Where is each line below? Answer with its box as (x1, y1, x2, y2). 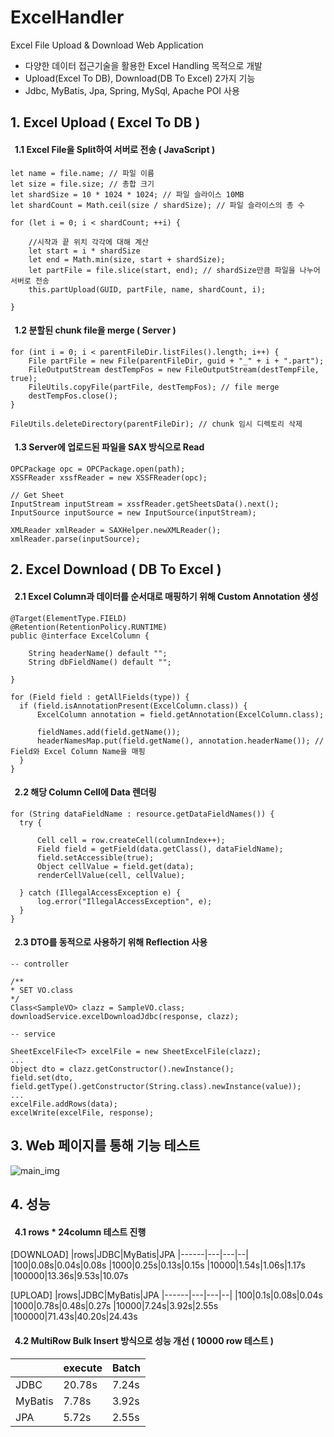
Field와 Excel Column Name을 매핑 (10, 746, 146, 756)
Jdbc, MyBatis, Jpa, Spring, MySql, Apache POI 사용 (24, 84, 240, 96)
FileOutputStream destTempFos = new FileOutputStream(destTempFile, (28, 364, 320, 375)
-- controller (10, 959, 70, 969)
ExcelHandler (10, 6, 125, 29)
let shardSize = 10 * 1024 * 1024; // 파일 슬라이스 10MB (10, 189, 245, 200)
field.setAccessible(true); (36, 852, 155, 863)
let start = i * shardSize (28, 246, 141, 256)
